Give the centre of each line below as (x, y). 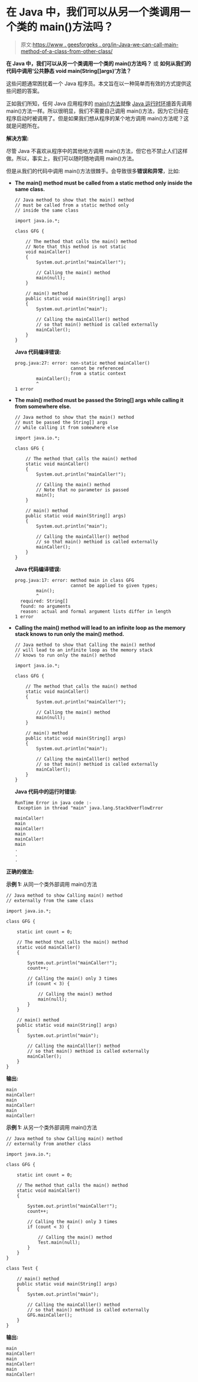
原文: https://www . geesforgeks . (61, 44)
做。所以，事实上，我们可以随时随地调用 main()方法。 (72, 158)
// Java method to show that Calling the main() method (85, 645)
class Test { (22, 1268)
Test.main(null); (59, 1242)
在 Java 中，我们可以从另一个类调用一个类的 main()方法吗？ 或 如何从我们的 (99, 63)
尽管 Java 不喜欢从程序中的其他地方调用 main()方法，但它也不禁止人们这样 (97, 151)
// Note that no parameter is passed (82, 490)
